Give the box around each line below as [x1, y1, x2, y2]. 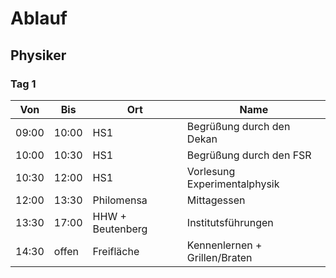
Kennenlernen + [186, 238, 263, 252]
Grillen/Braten [186, 250, 253, 264]
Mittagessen [186, 193, 246, 207]
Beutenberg [92, 222, 148, 236]
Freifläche [92, 244, 140, 258]
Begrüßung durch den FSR [186, 148, 312, 162]
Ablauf [10, 7, 68, 30]
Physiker [10, 47, 67, 64]
